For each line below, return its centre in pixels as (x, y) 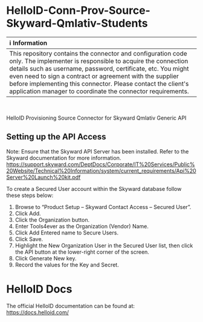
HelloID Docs (39, 289)
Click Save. (29, 239)
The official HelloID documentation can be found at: (70, 306)
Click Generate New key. (46, 258)
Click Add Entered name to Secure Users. (67, 233)
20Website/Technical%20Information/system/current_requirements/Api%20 (101, 170)
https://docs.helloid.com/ (38, 312)
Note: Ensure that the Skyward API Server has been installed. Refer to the (98, 151)
